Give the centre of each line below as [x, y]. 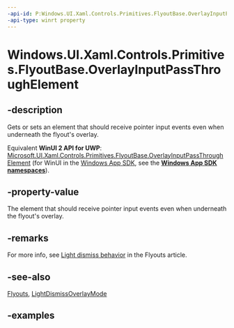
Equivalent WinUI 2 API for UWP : [55, 148]
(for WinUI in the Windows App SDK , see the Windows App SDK [125, 163]
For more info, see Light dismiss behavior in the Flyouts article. [97, 255]
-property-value [43, 192]
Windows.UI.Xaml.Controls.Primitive [116, 55]
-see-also [29, 277]
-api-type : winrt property [46, 20]
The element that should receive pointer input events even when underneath [117, 209]
